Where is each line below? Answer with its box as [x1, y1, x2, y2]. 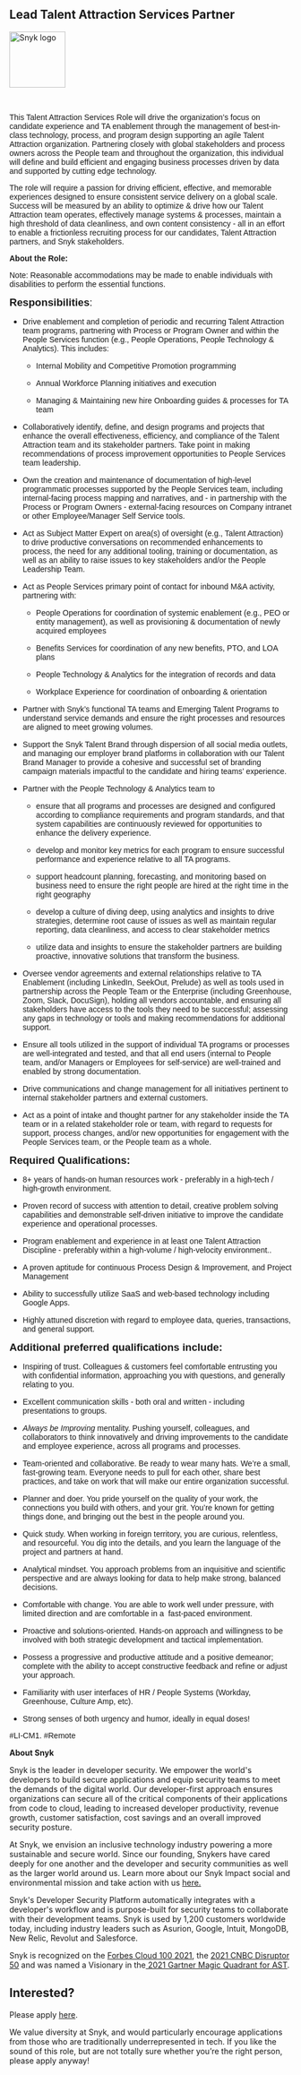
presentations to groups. [21, 1406, 107, 1416]
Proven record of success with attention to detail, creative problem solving [21, 1201, 279, 1210]
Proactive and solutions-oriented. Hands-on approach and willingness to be [21, 1625, 284, 1636]
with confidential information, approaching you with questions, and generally [21, 1370, 286, 1381]
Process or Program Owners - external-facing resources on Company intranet [21, 502, 292, 512]
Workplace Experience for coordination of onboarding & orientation [35, 686, 267, 697]
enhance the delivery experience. [35, 828, 152, 838]
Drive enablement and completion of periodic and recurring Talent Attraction [21, 316, 285, 326]
